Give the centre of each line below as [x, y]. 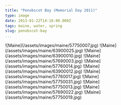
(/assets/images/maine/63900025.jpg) [44, 51]
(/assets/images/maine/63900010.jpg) [44, 56]
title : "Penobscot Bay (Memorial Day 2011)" [51, 10]
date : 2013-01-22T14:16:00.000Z [38, 21]
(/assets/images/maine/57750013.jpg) [43, 87]
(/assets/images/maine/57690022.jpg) [44, 92]
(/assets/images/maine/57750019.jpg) [43, 97]
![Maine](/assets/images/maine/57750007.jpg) [52, 45]
